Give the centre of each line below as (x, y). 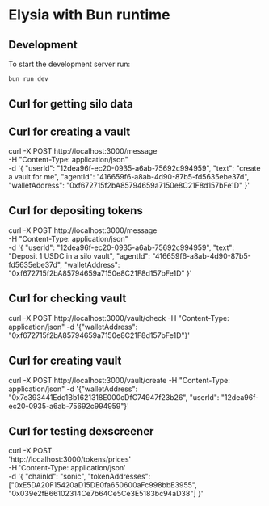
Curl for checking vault (67, 299)
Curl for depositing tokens (76, 211)
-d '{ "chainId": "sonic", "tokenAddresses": (80, 476)
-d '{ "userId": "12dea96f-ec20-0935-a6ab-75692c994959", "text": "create (134, 168)
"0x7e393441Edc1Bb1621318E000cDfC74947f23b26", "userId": (114, 397)
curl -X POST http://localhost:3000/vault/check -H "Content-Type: (119, 318)
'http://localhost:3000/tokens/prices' (70, 459)
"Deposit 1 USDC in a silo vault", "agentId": (80, 255)
